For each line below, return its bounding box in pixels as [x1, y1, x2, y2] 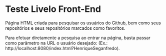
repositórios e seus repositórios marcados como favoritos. [5, 25, 125, 31]
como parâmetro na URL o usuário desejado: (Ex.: [5, 40, 108, 46]
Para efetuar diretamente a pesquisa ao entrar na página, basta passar [5, 35, 151, 41]
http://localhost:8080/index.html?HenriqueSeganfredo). [5, 45, 120, 51]
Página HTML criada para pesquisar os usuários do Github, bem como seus [5, 20, 161, 26]
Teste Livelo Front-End [5, 3, 101, 15]
